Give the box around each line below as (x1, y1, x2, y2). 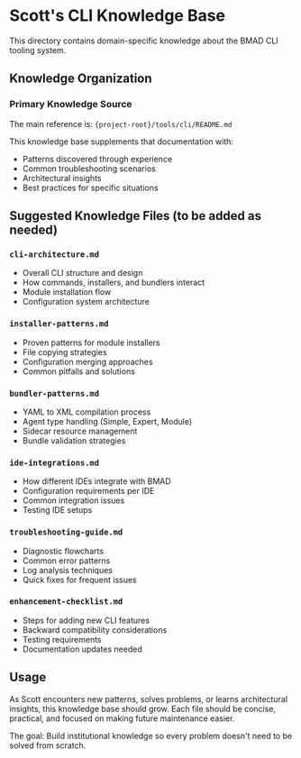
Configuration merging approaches (22, 356, 153, 367)
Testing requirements (22, 634, 102, 644)
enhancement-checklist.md (9, 597, 123, 607)
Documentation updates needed (22, 644, 142, 654)
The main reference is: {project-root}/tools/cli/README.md (9, 118, 233, 129)
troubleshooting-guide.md (9, 527, 123, 537)
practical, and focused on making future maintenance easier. (9, 713, 235, 724)
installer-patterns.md (9, 319, 109, 329)
